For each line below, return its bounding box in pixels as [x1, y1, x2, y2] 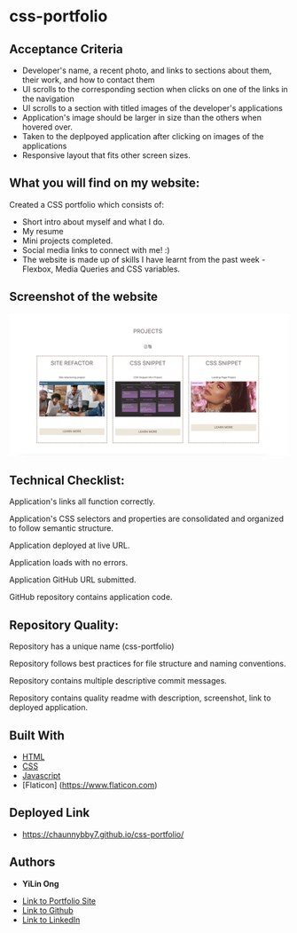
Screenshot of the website [9, 289, 158, 304]
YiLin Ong [21, 878, 59, 889]
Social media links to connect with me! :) [21, 244, 170, 255]
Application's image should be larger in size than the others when [21, 113, 262, 123]
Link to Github [21, 905, 74, 915]
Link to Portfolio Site [21, 895, 97, 906]
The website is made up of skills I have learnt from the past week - [21, 254, 266, 265]
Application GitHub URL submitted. [9, 574, 137, 585]
